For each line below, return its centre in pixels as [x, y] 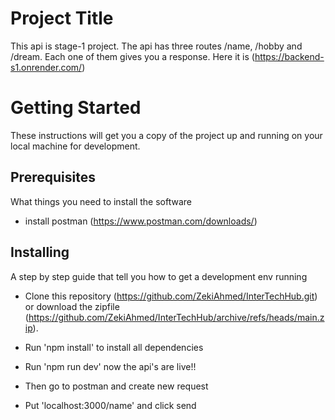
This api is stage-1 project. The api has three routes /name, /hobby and [156, 46]
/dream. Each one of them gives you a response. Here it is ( [132, 56]
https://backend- [289, 56]
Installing [40, 252]
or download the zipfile [72, 306]
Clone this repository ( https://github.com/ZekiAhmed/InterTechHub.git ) [171, 296]
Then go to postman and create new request [116, 386]
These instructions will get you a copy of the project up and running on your [166, 135]
